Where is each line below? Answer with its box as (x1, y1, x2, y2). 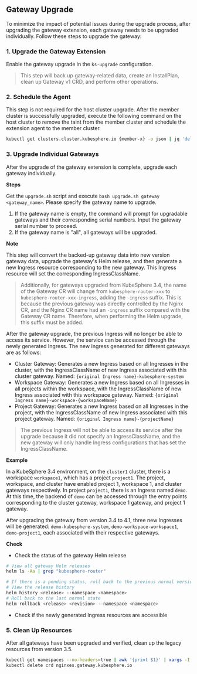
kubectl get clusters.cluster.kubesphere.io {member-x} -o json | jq (6, 136, 180, 142)
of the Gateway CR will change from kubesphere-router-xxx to (20, 287, 171, 295)
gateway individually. (6, 169, 57, 176)
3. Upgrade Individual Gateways (6, 150, 99, 158)
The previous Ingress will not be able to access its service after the (20, 426, 183, 433)
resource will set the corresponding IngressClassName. (6, 270, 141, 277)
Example (6, 457, 28, 464)
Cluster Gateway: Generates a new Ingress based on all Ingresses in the (14, 360, 189, 367)
